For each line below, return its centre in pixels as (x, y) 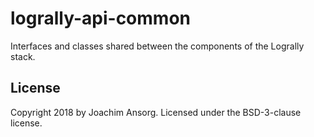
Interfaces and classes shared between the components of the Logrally (157, 46)
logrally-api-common (100, 18)
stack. (23, 56)
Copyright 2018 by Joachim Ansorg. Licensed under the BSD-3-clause (156, 112)
